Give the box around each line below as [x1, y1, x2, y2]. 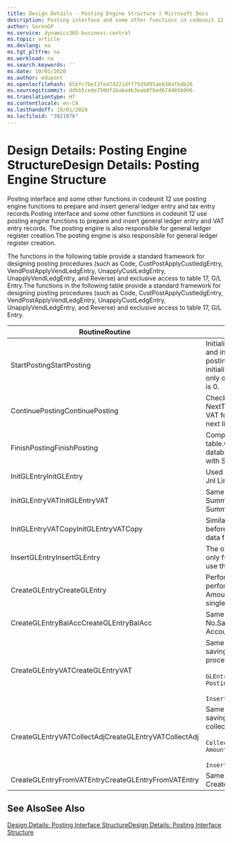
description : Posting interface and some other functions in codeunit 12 [7, 17, 224, 23]
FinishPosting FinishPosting [10, 443, 99, 453]
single [206, 598, 226, 608]
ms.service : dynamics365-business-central [7, 29, 131, 37]
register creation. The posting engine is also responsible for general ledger [7, 231, 218, 239]
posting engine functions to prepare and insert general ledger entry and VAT [7, 217, 224, 225]
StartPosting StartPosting [10, 360, 91, 370]
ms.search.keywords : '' [7, 61, 76, 68]
